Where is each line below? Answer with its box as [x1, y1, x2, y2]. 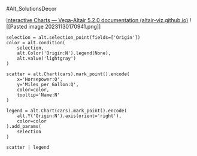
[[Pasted [6, 23, 28, 30]
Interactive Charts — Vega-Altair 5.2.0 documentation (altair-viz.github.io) [6, 17, 189, 23]
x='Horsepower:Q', [17, 77, 63, 82]
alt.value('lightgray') [17, 56, 77, 62]
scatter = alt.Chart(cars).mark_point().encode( [6, 71, 130, 77]
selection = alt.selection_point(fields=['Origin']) [6, 35, 141, 41]
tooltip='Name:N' [17, 92, 60, 98]
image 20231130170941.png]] [28, 23, 101, 30]
